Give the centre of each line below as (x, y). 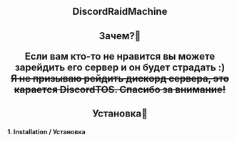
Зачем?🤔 (120, 36)
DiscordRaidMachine (120, 12)
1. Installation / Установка (46, 131)
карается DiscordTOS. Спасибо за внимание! (120, 89)
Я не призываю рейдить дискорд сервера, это (120, 78)
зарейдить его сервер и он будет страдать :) (120, 67)
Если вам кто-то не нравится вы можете (120, 56)
